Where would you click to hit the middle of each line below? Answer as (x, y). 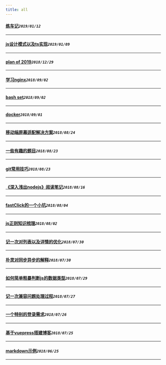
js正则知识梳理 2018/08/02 (32, 223)
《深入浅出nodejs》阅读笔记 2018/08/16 (45, 187)
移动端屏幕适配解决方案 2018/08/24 (40, 132)
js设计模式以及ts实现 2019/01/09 (38, 44)
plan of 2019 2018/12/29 (30, 61)
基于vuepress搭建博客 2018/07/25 (39, 333)
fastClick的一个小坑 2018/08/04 (37, 205)
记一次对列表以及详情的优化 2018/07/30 (45, 242)
